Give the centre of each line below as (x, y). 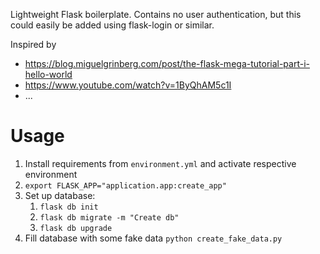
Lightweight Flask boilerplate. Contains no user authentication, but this (156, 14)
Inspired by (33, 44)
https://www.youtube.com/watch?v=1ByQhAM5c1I (128, 85)
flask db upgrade (76, 228)
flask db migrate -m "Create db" (109, 217)
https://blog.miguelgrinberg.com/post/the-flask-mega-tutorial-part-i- (167, 63)
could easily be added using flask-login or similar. (112, 25)
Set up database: (60, 195)
